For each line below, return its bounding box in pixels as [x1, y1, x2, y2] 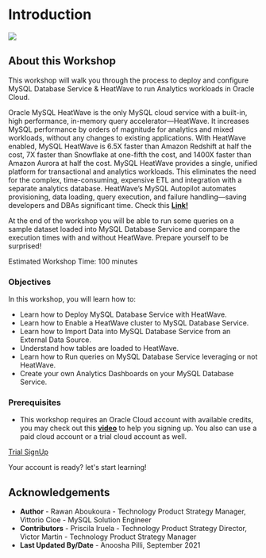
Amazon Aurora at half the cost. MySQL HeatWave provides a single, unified [8, 158, 258, 167]
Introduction [8, 6, 92, 24]
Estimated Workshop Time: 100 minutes [8, 256, 138, 266]
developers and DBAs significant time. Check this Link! [8, 200, 189, 210]
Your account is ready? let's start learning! [8, 463, 147, 472]
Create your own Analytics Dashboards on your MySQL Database [19, 369, 234, 379]
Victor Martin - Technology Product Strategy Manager [19, 532, 197, 541]
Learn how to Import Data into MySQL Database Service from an [19, 327, 231, 337]
